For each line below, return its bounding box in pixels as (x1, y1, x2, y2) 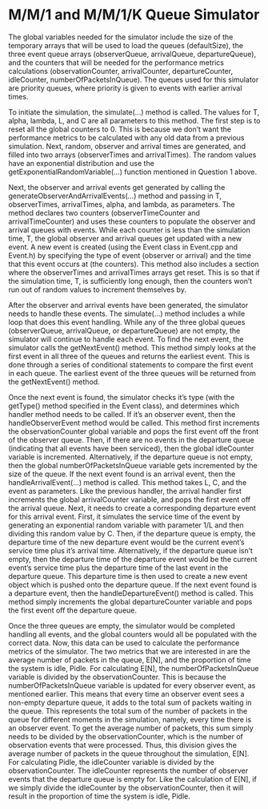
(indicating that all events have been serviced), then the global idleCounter (8, 443, 254, 453)
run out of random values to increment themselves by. (8, 285, 186, 294)
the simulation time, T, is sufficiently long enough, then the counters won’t (8, 276, 253, 285)
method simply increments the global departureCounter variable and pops (8, 597, 253, 606)
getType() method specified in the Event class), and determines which (8, 401, 240, 411)
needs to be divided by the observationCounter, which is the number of (8, 731, 244, 741)
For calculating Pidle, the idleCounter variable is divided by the (8, 757, 214, 767)
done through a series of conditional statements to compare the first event (8, 359, 254, 370)
